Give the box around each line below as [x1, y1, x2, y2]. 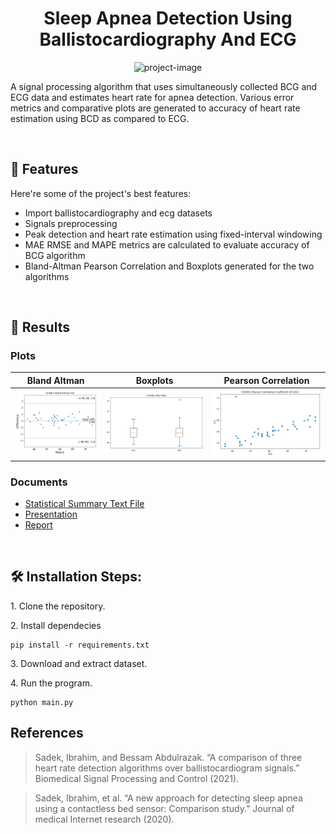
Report [24, 519, 53, 531]
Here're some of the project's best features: [10, 187, 192, 199]
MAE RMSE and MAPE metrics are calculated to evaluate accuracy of [24, 238, 310, 251]
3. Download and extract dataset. [10, 657, 148, 669]
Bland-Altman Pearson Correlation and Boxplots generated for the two [24, 260, 315, 272]
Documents [10, 475, 68, 489]
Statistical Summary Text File [24, 498, 145, 510]
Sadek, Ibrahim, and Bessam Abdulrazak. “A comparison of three [34, 751, 303, 763]
